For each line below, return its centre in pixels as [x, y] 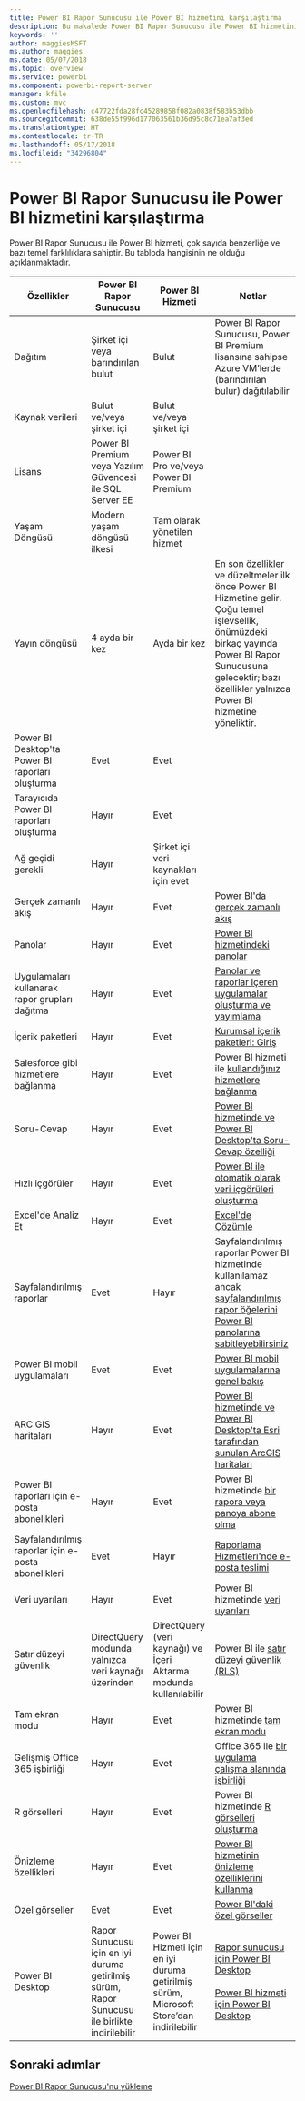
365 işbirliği [39, 1768]
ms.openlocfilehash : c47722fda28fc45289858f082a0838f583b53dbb [132, 111]
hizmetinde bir [246, 1490]
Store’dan [173, 2016]
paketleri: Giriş [246, 1042]
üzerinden [112, 1682]
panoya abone [246, 1513]
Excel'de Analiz [47, 1215]
